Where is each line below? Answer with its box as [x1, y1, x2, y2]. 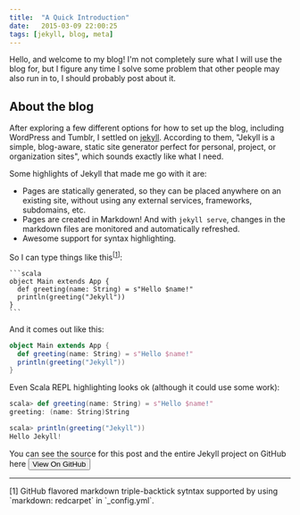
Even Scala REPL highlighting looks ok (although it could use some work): [9, 382, 280, 393]
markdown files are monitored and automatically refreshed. [21, 224, 240, 235]
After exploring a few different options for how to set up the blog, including [9, 122, 284, 134]
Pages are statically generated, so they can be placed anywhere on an [21, 186, 281, 196]
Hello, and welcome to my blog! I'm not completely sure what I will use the [9, 54, 283, 65]
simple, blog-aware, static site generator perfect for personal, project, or [9, 142, 277, 153]
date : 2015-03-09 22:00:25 [9, 21, 118, 30]
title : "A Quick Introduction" [9, 12, 129, 22]
